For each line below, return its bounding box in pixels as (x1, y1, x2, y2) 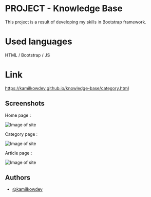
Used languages (5, 36, 72, 47)
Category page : (5, 131, 38, 137)
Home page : (5, 112, 31, 118)
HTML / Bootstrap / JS (5, 52, 50, 58)
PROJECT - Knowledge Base (5, 3, 123, 14)
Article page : (5, 150, 32, 156)
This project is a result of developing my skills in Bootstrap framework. (5, 19, 147, 25)
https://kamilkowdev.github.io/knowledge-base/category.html (5, 85, 129, 91)
